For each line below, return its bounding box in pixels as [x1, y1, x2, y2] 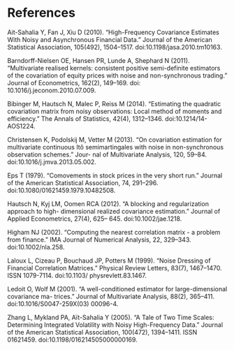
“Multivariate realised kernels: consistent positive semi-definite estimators [7, 64, 221, 72]
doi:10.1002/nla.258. [7, 242, 65, 251]
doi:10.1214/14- [165, 114, 207, 123]
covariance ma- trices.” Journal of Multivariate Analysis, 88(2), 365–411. [7, 292, 215, 300]
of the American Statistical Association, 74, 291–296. [7, 178, 159, 187]
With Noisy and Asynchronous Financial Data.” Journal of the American [7, 35, 213, 43]
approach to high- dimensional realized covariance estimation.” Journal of [7, 207, 221, 215]
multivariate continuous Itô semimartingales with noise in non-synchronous [7, 143, 224, 151]
